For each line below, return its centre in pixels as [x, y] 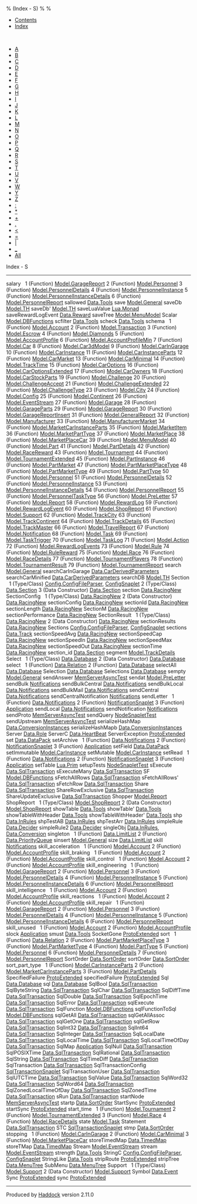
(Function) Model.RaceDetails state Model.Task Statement [76, 1121]
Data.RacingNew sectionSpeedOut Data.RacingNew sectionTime [84, 646]
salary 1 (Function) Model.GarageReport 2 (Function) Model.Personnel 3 [94, 284]
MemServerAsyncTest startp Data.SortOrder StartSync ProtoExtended [91, 1102]
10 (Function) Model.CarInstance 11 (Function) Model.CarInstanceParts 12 [94, 352]
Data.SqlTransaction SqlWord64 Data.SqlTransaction [70, 1084]
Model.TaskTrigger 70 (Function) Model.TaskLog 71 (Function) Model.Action [98, 540]
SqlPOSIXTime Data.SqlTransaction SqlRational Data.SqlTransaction [88, 1052]
